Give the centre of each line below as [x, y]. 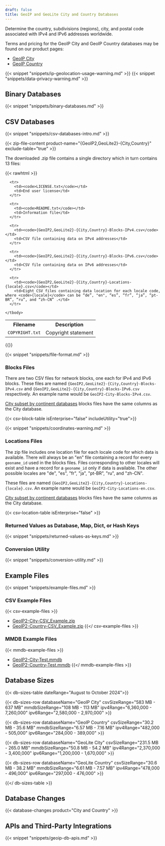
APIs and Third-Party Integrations [58, 826]
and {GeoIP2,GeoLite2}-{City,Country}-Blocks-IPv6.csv [82, 389]
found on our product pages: [34, 49]
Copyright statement [69, 333]
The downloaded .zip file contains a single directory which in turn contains [81, 158]
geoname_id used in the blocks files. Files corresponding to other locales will [82, 462]
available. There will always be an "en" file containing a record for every [79, 457]
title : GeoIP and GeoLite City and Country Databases [62, 14]
